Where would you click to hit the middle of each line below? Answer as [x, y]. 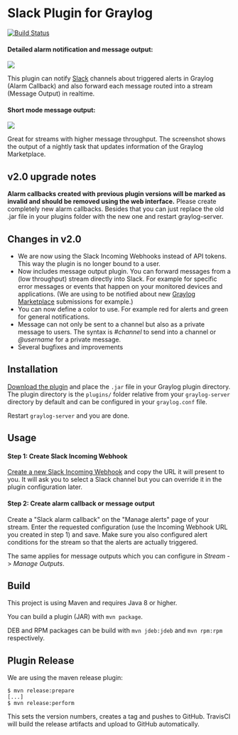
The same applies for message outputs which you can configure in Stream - [119, 556]
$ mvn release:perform [41, 704]
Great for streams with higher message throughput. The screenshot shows [117, 139]
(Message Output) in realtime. [51, 93]
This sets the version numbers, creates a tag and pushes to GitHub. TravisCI [119, 716]
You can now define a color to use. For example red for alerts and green [123, 309]
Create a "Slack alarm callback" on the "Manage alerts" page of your [108, 519]
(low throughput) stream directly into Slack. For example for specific [117, 279]
